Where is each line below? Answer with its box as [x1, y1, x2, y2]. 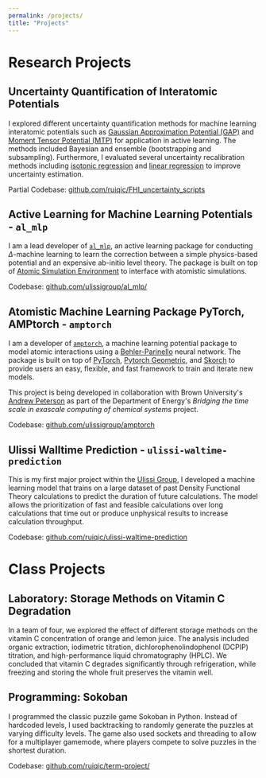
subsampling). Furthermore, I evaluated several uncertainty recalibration [8, 152, 245, 161]
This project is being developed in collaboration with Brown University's [8, 387, 244, 398]
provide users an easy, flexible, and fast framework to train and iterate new [8, 364, 254, 374]
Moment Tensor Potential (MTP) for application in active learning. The [8, 135, 237, 145]
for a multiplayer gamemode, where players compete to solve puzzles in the [8, 737, 256, 746]
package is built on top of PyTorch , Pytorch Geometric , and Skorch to [8, 356, 236, 365]
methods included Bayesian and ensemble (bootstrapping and [8, 144, 212, 154]
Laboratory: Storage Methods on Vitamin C [8, 592, 226, 605]
